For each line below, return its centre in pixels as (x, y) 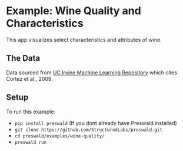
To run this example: (31, 111)
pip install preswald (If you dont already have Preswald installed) (96, 123)
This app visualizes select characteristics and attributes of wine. (84, 40)
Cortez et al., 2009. (29, 78)
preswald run (31, 142)
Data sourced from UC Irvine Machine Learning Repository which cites (92, 73)
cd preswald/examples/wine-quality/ (59, 136)
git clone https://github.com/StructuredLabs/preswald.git (89, 130)
